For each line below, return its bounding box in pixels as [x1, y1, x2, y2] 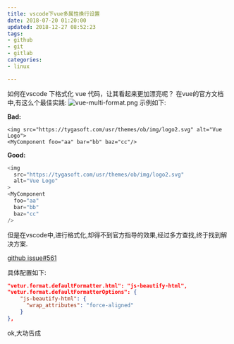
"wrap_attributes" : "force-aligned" [25, 302, 134, 309]
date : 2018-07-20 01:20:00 [7, 17, 87, 24]
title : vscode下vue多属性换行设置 [7, 10, 100, 18]
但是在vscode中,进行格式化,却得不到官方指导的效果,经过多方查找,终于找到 [7, 230, 221, 239]
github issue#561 [7, 254, 57, 262]
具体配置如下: [7, 268, 47, 276]
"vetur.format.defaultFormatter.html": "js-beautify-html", [7, 282, 188, 290]
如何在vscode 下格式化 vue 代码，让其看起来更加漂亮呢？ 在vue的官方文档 [7, 89, 224, 97]
